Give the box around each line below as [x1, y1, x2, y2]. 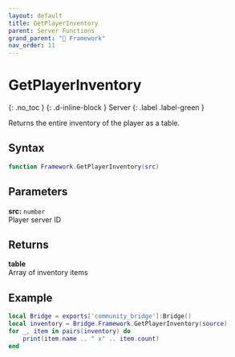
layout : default [8, 11, 63, 20]
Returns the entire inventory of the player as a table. [8, 118, 180, 128]
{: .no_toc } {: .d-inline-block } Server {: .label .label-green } [8, 103, 205, 112]
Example [8, 290, 53, 305]
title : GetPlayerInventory [8, 19, 99, 27]
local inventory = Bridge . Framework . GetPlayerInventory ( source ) [8, 320, 228, 328]
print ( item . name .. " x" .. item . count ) [22, 335, 160, 343]
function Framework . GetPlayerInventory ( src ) [8, 162, 160, 171]
